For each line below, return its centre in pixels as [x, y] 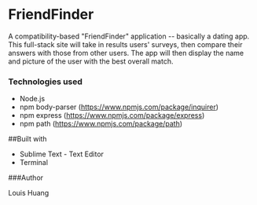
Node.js [32, 99]
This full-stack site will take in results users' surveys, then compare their [125, 44]
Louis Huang [29, 193]
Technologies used [45, 82]
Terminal [34, 163]
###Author [26, 178]
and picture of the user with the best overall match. [91, 61]
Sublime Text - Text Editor [62, 154]
